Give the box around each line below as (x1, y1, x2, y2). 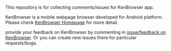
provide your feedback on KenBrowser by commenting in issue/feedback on (5, 29, 166, 35)
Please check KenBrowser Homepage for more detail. (5, 20, 119, 25)
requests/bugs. (5, 40, 37, 46)
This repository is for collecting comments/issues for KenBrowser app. (5, 5, 154, 10)
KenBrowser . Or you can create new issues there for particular (5, 35, 137, 40)
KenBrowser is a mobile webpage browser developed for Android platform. (5, 14, 163, 20)
